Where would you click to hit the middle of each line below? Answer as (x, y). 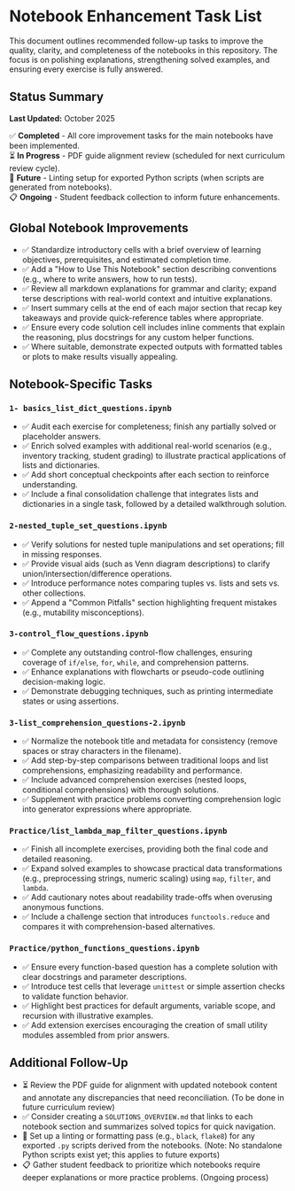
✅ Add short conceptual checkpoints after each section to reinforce (146, 475)
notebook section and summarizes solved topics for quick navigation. (149, 1126)
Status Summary (57, 97)
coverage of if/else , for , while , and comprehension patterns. (136, 662)
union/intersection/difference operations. (97, 573)
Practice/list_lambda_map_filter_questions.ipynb (118, 831)
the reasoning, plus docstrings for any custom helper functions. (138, 337)
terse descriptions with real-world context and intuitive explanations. (147, 298)
